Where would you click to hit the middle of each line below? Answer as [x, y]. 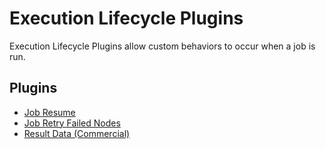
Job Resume [49, 112]
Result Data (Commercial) [77, 133]
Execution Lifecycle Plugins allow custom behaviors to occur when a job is [162, 46]
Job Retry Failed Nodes [72, 123]
